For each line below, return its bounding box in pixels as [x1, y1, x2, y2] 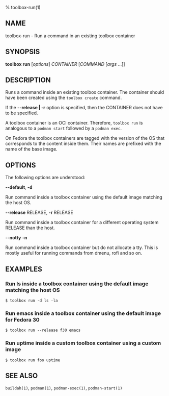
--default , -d [5, 184, 33, 190]
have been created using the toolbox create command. [5, 94, 122, 101]
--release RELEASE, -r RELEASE [5, 209, 74, 216]
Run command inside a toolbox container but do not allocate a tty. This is [5, 244, 158, 251]
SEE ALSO [5, 371, 38, 380]
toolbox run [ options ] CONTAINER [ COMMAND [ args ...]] [5, 61, 126, 67]
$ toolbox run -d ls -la [5, 298, 58, 303]
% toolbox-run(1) [5, 5, 41, 10]
